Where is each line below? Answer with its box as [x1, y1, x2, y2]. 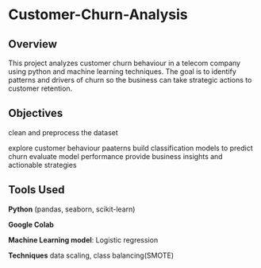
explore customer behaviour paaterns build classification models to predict [8, 143, 253, 153]
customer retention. [8, 84, 73, 93]
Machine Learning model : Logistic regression [8, 235, 159, 244]
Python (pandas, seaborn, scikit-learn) [8, 204, 136, 214]
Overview [8, 37, 58, 51]
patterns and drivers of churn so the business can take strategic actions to [8, 76, 252, 84]
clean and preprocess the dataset [8, 127, 119, 137]
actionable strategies [8, 160, 77, 169]
